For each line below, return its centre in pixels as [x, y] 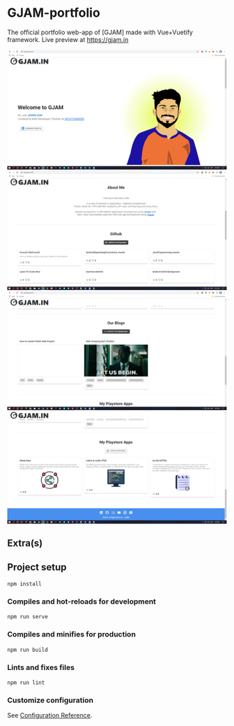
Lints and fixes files [41, 667]
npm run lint [26, 683]
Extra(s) [25, 543]
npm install [24, 584]
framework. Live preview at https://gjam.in [68, 39]
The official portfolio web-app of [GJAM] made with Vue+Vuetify [100, 32]
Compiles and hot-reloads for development [82, 601]
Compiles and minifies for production [71, 634]
